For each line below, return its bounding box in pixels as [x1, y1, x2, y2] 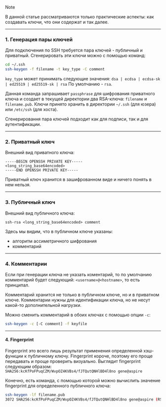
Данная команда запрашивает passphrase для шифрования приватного [5, 91, 155, 97]
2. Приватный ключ [5, 138, 55, 145]
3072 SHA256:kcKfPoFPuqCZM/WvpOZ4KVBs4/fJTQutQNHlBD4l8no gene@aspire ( [5, 397, 158, 402]
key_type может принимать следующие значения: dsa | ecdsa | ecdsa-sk [5, 76, 161, 82]
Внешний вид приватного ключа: [5, 150, 75, 156]
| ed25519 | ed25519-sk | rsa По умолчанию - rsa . [5, 81, 113, 87]
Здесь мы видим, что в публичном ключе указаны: [5, 228, 113, 234]
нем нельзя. [5, 182, 31, 188]
